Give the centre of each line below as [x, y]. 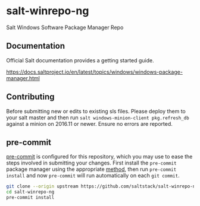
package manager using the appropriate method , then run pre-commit [91, 169]
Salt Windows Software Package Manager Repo [65, 27]
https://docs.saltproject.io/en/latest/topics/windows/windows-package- [95, 72]
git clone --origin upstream [42, 186]
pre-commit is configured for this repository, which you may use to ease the [99, 157]
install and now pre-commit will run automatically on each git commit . [93, 176]
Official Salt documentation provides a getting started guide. [80, 60]
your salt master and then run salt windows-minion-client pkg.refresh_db [98, 118]
